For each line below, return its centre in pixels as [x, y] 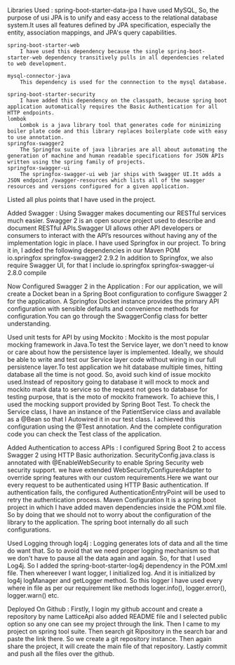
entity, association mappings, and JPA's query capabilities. [92, 32]
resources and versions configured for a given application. [99, 187]
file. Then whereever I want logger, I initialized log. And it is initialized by [112, 573]
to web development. [38, 64]
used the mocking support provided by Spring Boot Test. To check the [109, 404]
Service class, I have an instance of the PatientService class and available [114, 412]
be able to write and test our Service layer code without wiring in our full [112, 360]
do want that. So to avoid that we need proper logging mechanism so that [113, 551]
